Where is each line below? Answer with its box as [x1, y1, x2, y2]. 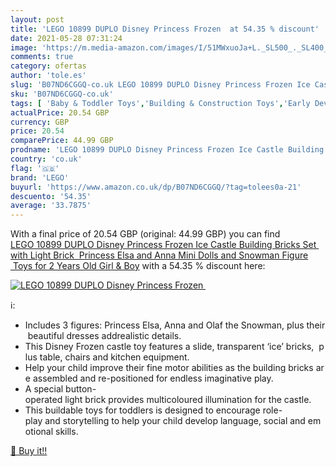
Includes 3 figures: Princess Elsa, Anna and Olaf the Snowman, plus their [24, 319, 326, 331]
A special [24, 383, 64, 395]
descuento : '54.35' [10, 191, 92, 201]
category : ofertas [10, 61, 87, 71]
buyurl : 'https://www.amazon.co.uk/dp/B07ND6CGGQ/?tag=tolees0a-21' [10, 182, 302, 192]
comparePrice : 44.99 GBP [10, 136, 114, 146]
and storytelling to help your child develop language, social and [44, 415, 306, 427]
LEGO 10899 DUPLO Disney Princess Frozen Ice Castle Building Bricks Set [10, 239, 317, 251]
